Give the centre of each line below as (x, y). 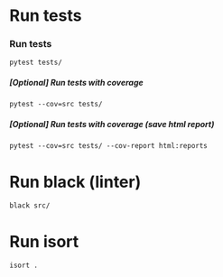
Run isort (44, 241)
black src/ (30, 206)
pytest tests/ (36, 63)
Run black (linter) (75, 182)
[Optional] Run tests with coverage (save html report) (112, 125)
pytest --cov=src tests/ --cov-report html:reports (108, 146)
